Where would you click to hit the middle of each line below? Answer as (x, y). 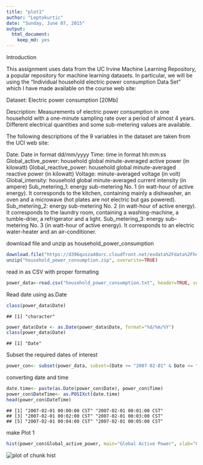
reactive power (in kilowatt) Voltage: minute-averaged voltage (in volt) (93, 174)
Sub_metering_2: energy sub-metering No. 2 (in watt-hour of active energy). (101, 206)
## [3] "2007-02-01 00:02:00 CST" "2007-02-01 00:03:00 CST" (85, 416)
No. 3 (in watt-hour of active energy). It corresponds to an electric (112, 225)
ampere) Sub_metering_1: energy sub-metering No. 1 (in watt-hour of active (100, 186)
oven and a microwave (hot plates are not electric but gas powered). (91, 200)
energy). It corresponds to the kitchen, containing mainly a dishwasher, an (99, 193)
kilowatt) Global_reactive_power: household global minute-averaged (91, 167)
